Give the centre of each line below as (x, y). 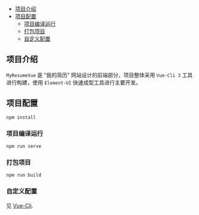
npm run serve (24, 146)
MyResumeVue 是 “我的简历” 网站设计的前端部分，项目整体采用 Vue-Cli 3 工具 (99, 75)
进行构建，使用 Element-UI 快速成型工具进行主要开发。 (74, 82)
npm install (21, 117)
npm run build (24, 175)
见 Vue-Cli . (20, 205)
